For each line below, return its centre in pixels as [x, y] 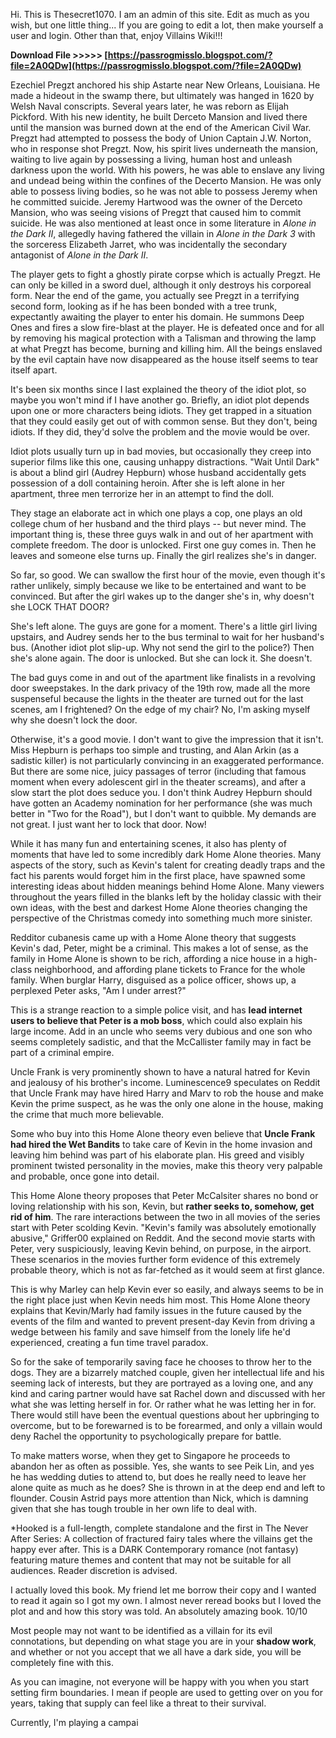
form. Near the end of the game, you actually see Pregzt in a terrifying [155, 295]
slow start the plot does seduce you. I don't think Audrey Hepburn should [161, 792]
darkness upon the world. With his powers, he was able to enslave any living [167, 170]
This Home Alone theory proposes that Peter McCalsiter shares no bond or [164, 1195]
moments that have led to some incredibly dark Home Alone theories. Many [166, 854]
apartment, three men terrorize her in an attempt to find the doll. [142, 493]
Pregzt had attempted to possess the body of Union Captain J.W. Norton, [161, 138]
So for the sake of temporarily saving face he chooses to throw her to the [161, 1362]
